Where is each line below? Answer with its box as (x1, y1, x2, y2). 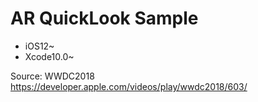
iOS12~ (24, 40, 55, 52)
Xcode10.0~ (24, 50, 75, 62)
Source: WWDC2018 (10, 70, 95, 82)
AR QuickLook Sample (10, 7, 199, 30)
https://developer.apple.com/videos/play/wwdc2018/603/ (10, 80, 248, 92)
